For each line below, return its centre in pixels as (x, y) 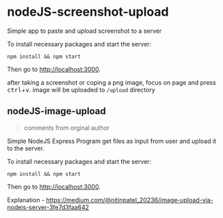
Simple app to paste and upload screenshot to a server (84, 31)
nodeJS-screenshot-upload (88, 12)
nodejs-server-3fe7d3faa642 (48, 207)
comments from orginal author (67, 128)
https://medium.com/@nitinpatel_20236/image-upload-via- (129, 200)
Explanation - (26, 200)
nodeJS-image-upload (56, 111)
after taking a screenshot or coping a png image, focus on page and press (112, 82)
